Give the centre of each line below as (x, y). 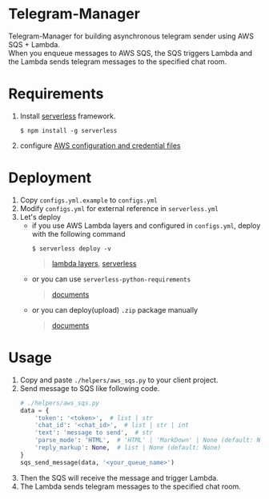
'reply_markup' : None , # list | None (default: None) (128, 448)
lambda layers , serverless (94, 263)
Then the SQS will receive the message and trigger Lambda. (119, 477)
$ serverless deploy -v (72, 249)
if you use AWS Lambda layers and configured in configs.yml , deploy (146, 226)
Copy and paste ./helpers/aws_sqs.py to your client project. (119, 380)
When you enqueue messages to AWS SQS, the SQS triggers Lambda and (130, 53)
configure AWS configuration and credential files (100, 146)
